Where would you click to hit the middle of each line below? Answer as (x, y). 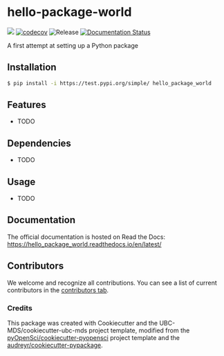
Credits (20, 308)
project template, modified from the (139, 330)
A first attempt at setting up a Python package (73, 45)
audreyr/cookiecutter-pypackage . (55, 345)
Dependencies (39, 143)
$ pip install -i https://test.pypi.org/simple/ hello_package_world (110, 83)
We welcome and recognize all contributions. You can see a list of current (112, 283)
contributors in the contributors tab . (58, 290)
